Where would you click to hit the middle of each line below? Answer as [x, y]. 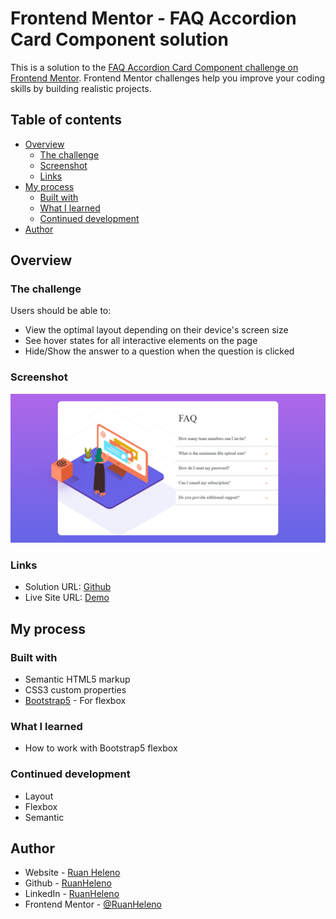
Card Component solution [119, 39]
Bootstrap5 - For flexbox [75, 700]
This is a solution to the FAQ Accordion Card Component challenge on [154, 67]
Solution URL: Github [68, 587]
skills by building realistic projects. [81, 88]
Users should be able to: [61, 311]
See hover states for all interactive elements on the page [141, 341]
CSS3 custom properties [75, 689]
